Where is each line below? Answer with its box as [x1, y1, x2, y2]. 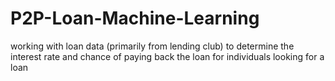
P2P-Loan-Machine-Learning [10, 7, 260, 30]
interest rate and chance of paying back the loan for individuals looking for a [10, 50, 325, 62]
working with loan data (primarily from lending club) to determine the [10, 40, 295, 52]
